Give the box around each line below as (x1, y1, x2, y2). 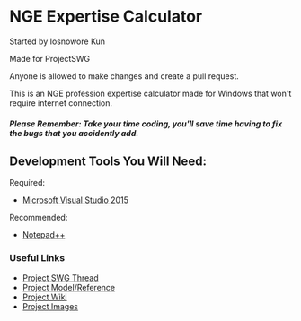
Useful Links (9, 252, 66, 265)
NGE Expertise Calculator (9, 6, 203, 27)
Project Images (22, 300, 79, 311)
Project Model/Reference (22, 282, 115, 292)
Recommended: (9, 213, 68, 223)
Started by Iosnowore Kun (9, 36, 106, 47)
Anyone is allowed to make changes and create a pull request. (9, 70, 240, 82)
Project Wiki (22, 291, 67, 302)
